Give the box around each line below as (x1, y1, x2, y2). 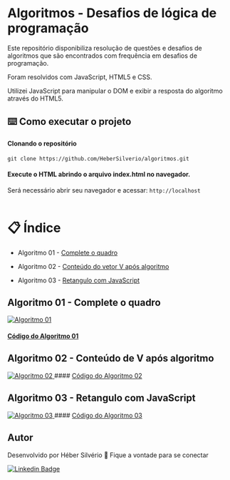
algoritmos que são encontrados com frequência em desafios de (7, 51, 198, 60)
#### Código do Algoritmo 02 (54, 371, 142, 379)
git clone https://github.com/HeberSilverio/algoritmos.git (7, 155, 190, 162)
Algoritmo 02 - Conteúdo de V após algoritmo (7, 352, 214, 364)
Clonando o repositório (7, 139, 77, 148)
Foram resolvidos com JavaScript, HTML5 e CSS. (7, 73, 152, 81)
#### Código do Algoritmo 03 (54, 411, 142, 419)
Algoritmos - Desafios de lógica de (7, 5, 217, 21)
